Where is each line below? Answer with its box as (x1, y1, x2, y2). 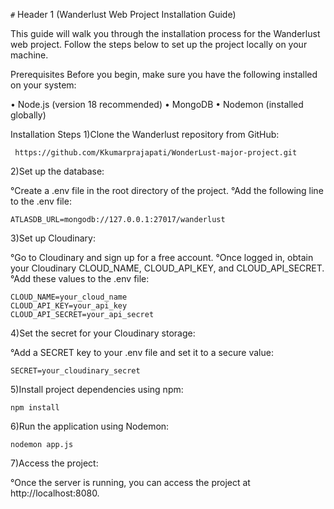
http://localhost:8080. (10, 487, 100, 499)
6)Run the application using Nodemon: (10, 420, 170, 432)
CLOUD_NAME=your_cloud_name (10, 292, 128, 302)
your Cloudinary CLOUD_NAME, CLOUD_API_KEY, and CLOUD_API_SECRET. (10, 262, 325, 274)
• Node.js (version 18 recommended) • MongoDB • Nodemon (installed (10, 99, 304, 110)
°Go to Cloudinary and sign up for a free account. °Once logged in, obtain (10, 252, 314, 263)
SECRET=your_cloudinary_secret (10, 366, 141, 376)
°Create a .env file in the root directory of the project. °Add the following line (10, 185, 324, 196)
